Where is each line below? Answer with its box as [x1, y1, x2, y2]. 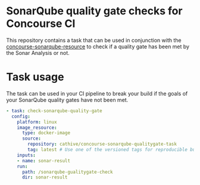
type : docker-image [21, 130, 70, 136]
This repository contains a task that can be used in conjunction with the [6, 36, 182, 44]
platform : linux [17, 119, 58, 125]
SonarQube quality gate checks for [6, 4, 183, 18]
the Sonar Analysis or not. [6, 49, 70, 56]
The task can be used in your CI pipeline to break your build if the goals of [6, 90, 188, 97]
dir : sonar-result [21, 174, 68, 180]
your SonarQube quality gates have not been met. [6, 96, 129, 103]
